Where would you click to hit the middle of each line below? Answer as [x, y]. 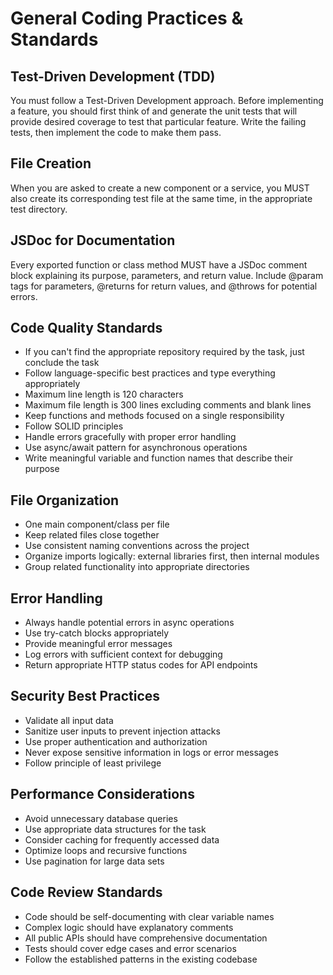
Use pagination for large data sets [94, 861]
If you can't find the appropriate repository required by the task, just [164, 352]
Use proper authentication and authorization [116, 741]
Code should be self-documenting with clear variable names [149, 916]
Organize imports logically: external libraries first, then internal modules [172, 556]
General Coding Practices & [127, 18]
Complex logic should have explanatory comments [129, 927]
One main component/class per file [97, 524]
